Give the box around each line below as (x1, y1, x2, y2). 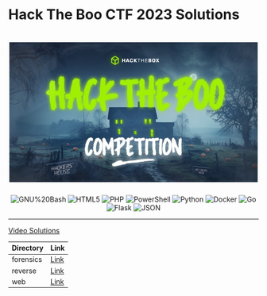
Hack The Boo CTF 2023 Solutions (8, 6, 240, 24)
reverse (11, 266, 37, 275)
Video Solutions (8, 225, 60, 235)
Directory (11, 244, 44, 253)
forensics (11, 255, 42, 264)
